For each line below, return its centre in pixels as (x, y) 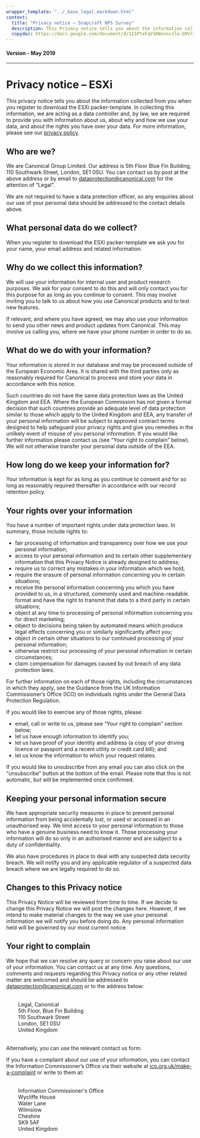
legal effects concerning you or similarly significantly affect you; (93, 632)
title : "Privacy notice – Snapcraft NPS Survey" (73, 23)
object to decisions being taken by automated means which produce (99, 625)
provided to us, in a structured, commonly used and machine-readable (101, 594)
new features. (23, 307)
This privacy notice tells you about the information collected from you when (99, 101)
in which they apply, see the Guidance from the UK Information (83, 688)
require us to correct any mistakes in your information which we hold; (100, 569)
